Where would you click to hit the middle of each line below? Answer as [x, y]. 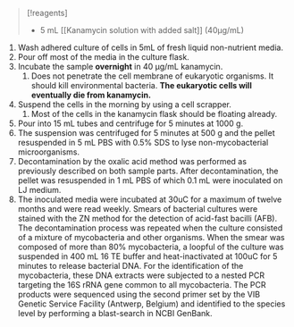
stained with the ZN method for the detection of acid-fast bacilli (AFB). [147, 218]
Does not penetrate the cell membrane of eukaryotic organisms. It [152, 76]
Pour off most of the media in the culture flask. [103, 57]
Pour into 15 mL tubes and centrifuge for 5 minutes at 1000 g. [130, 123]
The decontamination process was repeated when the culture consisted [150, 228]
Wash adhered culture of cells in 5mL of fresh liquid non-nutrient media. [151, 47]
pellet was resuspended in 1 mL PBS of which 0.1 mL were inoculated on [150, 180]
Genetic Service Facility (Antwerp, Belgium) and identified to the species [151, 304]
